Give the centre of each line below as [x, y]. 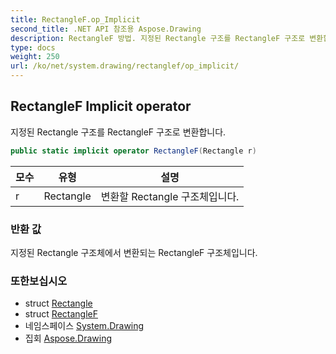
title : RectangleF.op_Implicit [75, 19]
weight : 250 [35, 57]
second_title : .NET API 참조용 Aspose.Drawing [106, 29]
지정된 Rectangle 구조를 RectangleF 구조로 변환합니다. [118, 132]
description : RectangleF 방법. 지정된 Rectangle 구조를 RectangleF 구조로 [158, 38]
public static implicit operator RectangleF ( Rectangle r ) [133, 151]
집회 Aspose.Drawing [68, 338]
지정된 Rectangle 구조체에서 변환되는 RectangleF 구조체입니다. [134, 252]
